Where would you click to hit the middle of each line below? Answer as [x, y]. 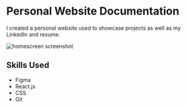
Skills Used [28, 65]
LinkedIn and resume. [33, 34]
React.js [25, 86]
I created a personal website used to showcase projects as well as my [93, 28]
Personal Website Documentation [93, 11]
